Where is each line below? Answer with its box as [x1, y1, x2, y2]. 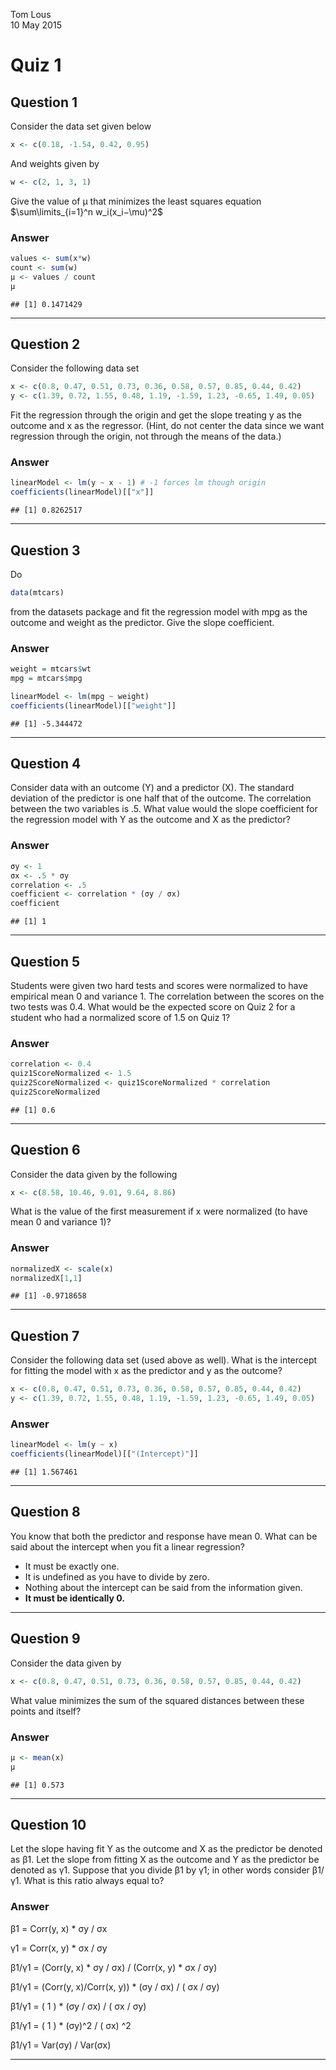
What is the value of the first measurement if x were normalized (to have [10, 1205, 308, 1218]
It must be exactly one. [24, 1560, 120, 1572]
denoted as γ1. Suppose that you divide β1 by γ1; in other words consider [10, 1864, 310, 1876]
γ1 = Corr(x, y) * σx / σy [10, 1942, 108, 1954]
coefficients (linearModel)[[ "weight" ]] [10, 700, 177, 711]
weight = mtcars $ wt [10, 664, 92, 674]
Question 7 [10, 1327, 80, 1344]
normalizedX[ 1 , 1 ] [10, 1273, 83, 1283]
